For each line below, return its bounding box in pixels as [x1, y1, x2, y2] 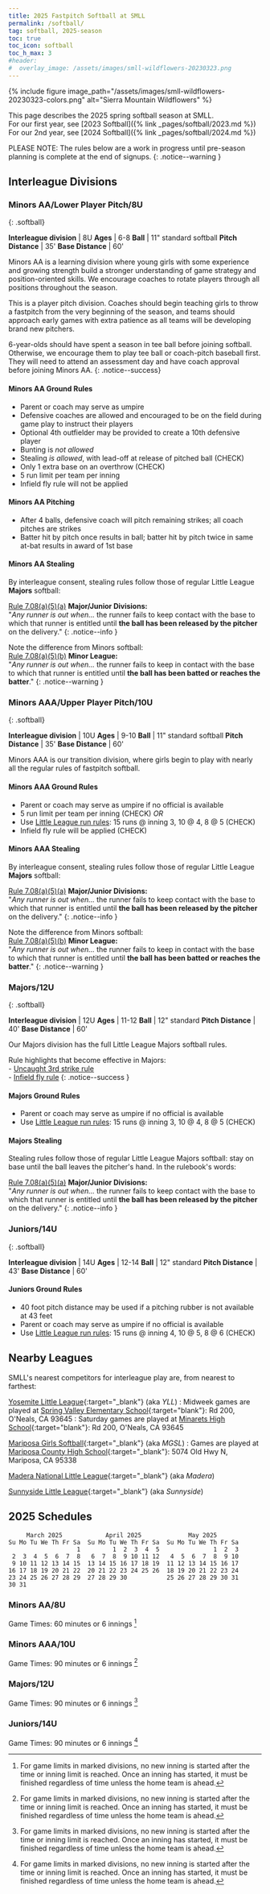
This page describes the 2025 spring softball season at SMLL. [8, 110, 215, 120]
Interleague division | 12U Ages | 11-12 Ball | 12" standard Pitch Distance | [8, 1015, 256, 1025]
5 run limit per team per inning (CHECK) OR [19, 808, 164, 818]
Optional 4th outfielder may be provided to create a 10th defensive [19, 428, 240, 437]
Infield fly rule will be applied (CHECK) [19, 825, 147, 835]
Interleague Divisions [8, 175, 118, 189]
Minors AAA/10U [8, 1639, 76, 1650]
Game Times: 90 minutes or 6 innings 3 [8, 1697, 138, 1708]
